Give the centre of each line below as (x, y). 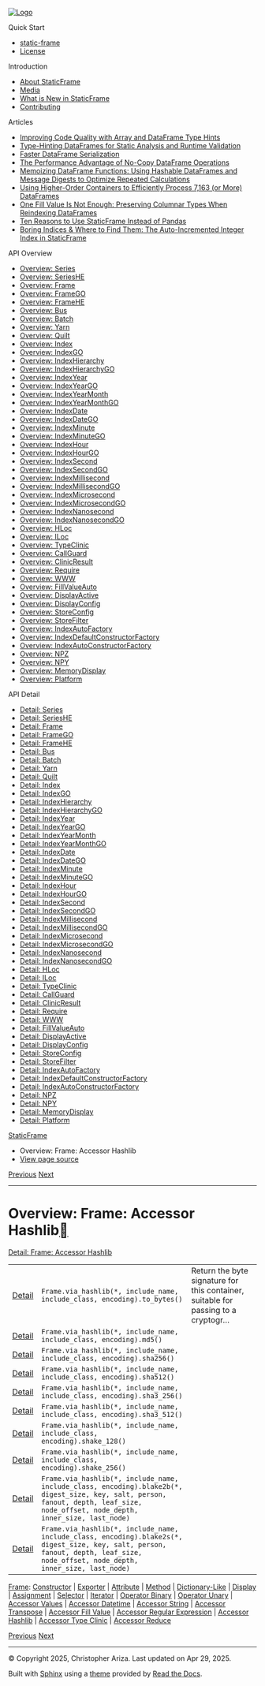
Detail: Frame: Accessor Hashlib (60, 1252)
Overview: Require (50, 570)
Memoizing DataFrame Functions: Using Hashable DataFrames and (129, 171)
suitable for (212, 1300)
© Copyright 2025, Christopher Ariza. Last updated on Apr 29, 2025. (120, 1658)
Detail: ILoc (38, 977)
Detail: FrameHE (46, 743)
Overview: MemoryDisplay (63, 671)
